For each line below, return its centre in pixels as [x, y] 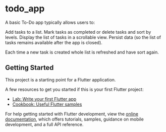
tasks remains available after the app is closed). [54, 42]
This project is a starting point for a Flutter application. [60, 79]
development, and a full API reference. [44, 124]
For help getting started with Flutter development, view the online [72, 114]
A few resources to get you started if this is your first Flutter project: [74, 89]
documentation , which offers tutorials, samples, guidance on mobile [74, 119]
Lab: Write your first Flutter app [44, 99]
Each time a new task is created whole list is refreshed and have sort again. [82, 52]
